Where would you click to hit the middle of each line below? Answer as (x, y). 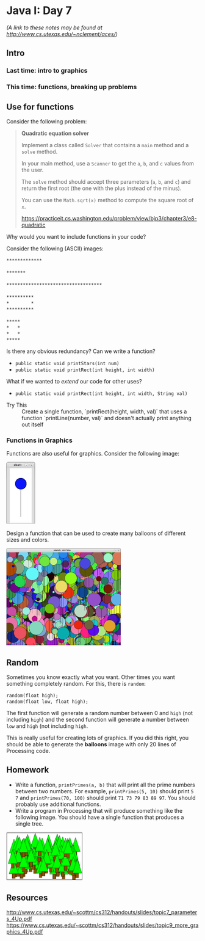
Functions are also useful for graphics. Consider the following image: (93, 454)
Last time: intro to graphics (47, 71)
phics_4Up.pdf (25, 932)
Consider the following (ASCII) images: (55, 249)
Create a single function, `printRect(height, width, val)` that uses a (104, 411)
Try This (17, 405)
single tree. (29, 823)
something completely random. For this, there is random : (76, 684)
